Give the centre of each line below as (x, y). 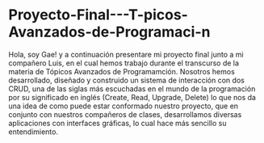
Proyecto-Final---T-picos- (98, 15)
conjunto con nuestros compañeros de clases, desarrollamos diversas (125, 114)
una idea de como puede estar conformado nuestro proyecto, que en (124, 106)
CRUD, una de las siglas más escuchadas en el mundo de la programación (132, 88)
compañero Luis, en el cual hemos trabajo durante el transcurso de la (124, 63)
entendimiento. (34, 132)
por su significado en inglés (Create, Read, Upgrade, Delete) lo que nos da (132, 97)
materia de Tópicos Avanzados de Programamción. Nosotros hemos (122, 71)
